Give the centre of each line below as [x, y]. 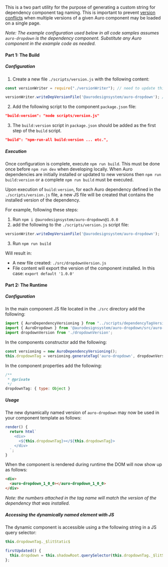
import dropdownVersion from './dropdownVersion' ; [59, 333]
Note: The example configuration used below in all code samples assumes [82, 33]
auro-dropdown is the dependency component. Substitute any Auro [73, 38]
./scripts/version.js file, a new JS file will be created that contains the [79, 195]
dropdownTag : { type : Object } [38, 389]
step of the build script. [37, 131]
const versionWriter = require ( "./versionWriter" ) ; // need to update [80, 88]
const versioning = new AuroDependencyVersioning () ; [61, 351]
